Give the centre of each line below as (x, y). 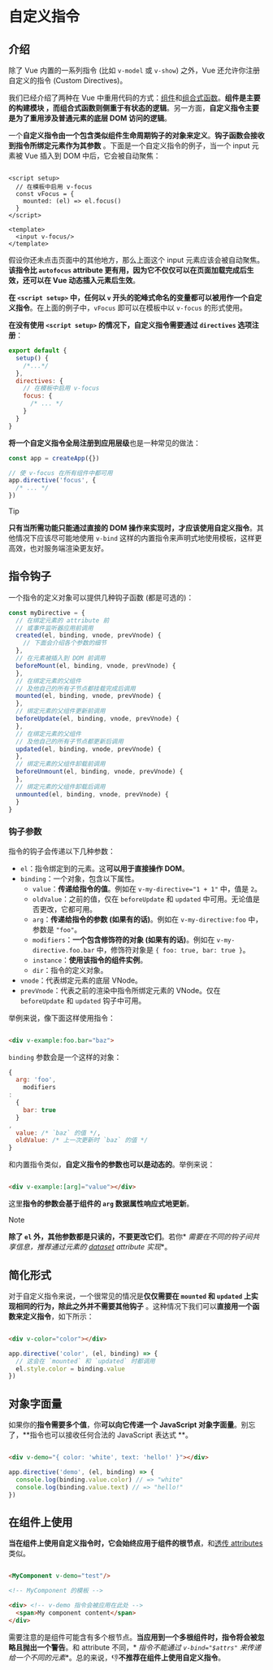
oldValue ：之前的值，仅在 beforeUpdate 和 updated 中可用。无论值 (143, 899)
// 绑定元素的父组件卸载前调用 (61, 764)
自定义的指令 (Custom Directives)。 (68, 81)
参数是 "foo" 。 (57, 929)
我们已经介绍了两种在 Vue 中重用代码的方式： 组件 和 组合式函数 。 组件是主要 (134, 98)
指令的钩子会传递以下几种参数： (62, 851)
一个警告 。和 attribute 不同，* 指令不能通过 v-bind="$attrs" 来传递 (149, 1647)
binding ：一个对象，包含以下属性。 (79, 879)
